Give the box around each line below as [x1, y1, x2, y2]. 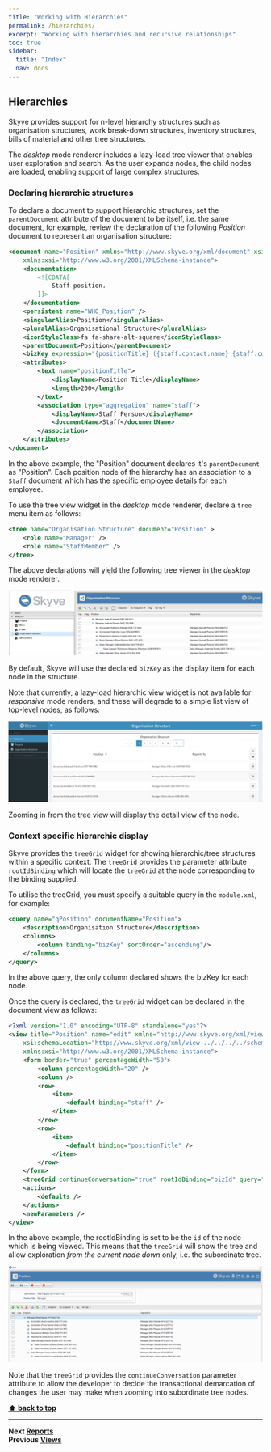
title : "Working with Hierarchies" [8, 13, 128, 21]
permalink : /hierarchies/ [8, 21, 95, 30]
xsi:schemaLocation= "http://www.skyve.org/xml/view [23, 1039, 200, 1048]
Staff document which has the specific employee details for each [8, 476, 227, 485]
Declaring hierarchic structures [8, 187, 134, 198]
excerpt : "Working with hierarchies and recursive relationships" [8, 30, 236, 38]
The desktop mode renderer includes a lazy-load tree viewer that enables [8, 150, 252, 159]
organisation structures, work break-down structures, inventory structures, [8, 125, 257, 135]
